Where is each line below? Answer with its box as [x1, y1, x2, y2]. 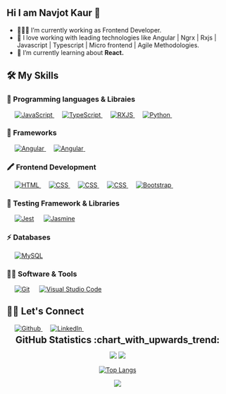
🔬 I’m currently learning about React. [16, 48, 125, 56]
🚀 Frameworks [6, 128, 57, 138]
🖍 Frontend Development [6, 162, 96, 172]
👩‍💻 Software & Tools [6, 269, 77, 279]
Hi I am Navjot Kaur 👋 [6, 7, 101, 19]
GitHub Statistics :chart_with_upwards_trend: [15, 333, 220, 346]
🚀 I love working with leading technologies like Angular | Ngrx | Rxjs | [16, 33, 217, 42]
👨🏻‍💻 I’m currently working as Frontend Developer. [16, 25, 162, 34]
